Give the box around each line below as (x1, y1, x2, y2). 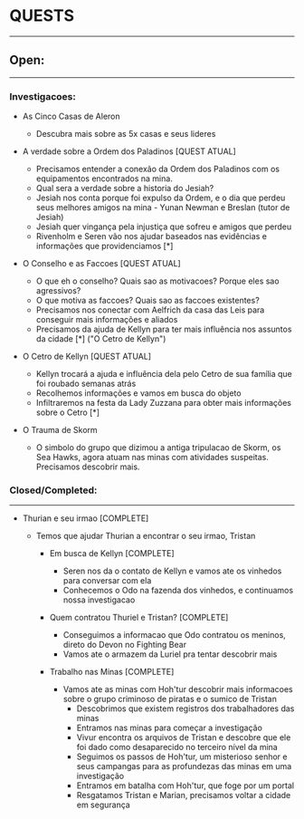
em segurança (76, 799, 131, 811)
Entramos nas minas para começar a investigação (76, 722, 262, 734)
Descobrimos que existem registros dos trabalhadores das (76, 703, 295, 714)
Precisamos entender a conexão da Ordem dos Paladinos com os (35, 164, 280, 175)
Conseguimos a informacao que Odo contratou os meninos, (62, 630, 287, 641)
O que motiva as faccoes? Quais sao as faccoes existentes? (35, 295, 260, 306)
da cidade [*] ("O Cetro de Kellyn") (35, 333, 166, 344)
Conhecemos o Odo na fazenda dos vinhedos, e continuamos (62, 585, 294, 596)
